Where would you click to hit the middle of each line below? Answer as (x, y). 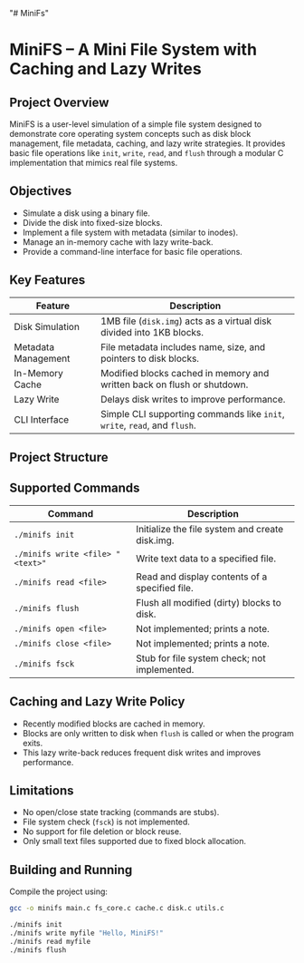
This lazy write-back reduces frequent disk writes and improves (142, 753)
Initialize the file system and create (209, 529)
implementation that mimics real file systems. (94, 163)
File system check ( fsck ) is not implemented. (106, 822)
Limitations (42, 791)
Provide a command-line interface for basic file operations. (132, 251)
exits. (33, 743)
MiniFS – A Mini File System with (133, 50)
